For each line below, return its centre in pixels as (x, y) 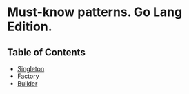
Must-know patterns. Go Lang (95, 12)
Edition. (30, 27)
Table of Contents (47, 52)
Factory (28, 76)
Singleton (31, 69)
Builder (27, 83)
